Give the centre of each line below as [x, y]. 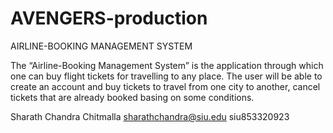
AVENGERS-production [109, 18]
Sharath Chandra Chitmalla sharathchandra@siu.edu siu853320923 [150, 116]
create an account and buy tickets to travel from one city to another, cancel [165, 86]
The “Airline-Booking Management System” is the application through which [167, 65]
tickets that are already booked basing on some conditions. [132, 97]
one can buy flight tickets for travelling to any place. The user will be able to [166, 76]
